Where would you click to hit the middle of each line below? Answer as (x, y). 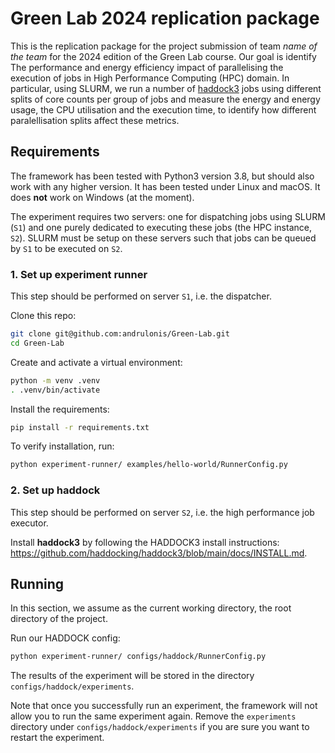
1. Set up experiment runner (79, 274)
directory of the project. (59, 619)
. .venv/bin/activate (55, 390)
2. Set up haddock (55, 490)
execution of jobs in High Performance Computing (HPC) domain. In (150, 78)
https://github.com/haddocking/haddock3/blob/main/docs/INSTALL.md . (159, 553)
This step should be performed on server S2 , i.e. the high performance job (162, 512)
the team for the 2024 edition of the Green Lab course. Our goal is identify (163, 56)
